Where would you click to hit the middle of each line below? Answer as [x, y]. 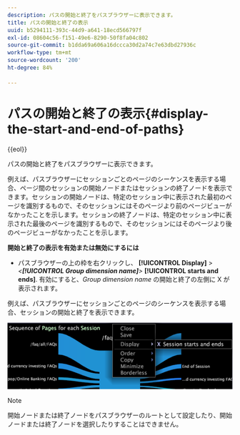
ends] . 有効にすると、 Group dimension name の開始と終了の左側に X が [124, 279]
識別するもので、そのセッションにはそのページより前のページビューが [129, 205]
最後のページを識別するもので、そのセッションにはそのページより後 [132, 223]
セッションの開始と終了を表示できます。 [79, 312]
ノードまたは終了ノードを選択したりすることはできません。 [95, 424]
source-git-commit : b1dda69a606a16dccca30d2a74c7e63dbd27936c [102, 45]
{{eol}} [17, 149]
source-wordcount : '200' [44, 61]
